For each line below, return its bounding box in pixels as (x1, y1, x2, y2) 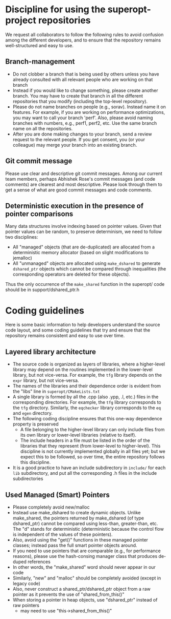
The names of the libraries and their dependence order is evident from (12, 383, 161, 389)
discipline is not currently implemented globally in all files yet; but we (20, 448, 166, 455)
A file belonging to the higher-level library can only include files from (20, 427, 165, 433)
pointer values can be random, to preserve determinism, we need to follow (5, 228, 162, 235)
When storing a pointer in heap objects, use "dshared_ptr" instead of (12, 596, 158, 603)
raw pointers (12, 602, 40, 608)
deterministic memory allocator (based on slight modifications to (12, 249, 149, 256)
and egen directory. (12, 410, 53, 416)
